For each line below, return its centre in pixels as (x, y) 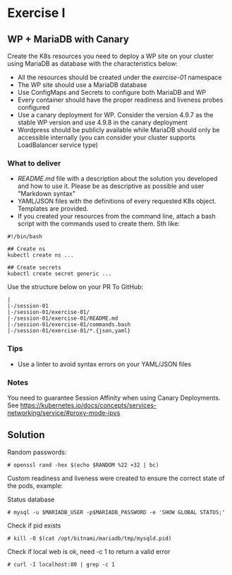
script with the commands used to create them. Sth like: (98, 223)
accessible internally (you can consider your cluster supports (106, 137)
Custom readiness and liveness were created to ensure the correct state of (116, 478)
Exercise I (36, 13)
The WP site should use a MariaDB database (82, 85)
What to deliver (34, 163)
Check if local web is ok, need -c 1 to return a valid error (89, 551)
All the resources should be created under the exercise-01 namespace (120, 77)
